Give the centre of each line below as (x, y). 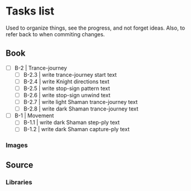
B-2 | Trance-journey (40, 68)
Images (17, 145)
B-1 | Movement (34, 115)
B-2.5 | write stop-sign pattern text (66, 88)
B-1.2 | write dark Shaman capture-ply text (76, 129)
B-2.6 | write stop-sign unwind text (67, 95)
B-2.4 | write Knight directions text (66, 81)
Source (20, 165)
